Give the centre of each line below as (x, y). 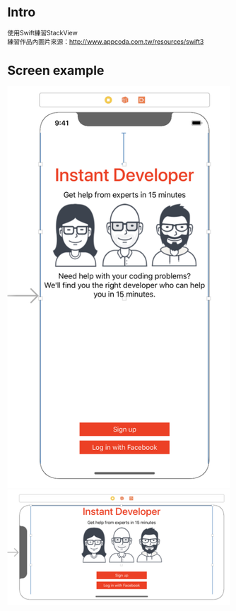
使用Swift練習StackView (42, 32)
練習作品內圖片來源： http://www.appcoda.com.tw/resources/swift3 (106, 41)
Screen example (56, 71)
